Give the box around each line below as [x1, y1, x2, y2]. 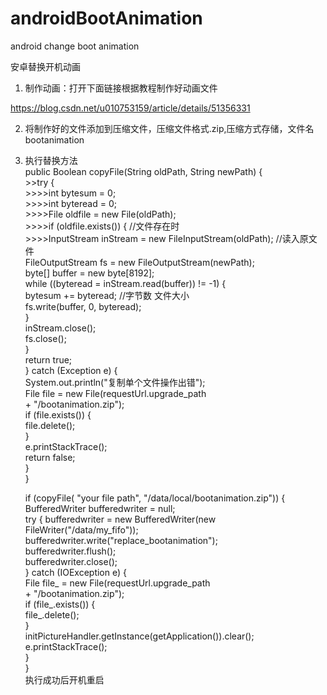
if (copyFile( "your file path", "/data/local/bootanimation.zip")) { [24, 492, 286, 504]
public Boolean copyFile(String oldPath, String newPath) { [24, 165, 263, 177]
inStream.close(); [24, 322, 97, 334]
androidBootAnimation [10, 7, 203, 30]
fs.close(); [24, 332, 67, 344]
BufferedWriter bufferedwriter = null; [24, 502, 176, 514]
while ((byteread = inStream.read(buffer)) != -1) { [24, 277, 227, 289]
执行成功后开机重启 [24, 673, 105, 686]
